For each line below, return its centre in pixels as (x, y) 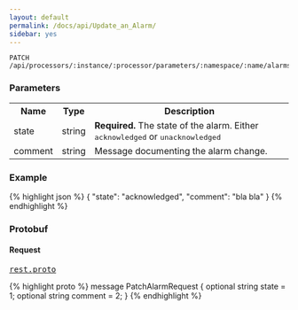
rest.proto (33, 270)
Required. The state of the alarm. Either (176, 125)
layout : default (39, 17)
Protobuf (29, 229)
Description (189, 111)
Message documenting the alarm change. (181, 151)
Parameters (35, 88)
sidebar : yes (33, 34)
